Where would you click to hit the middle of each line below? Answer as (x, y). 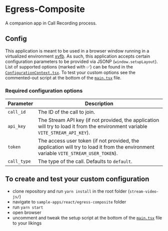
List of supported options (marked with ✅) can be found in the (69, 66)
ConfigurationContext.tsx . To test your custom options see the (70, 72)
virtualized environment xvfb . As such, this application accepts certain (78, 56)
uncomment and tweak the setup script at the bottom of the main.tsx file (87, 217)
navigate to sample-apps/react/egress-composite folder (69, 201)
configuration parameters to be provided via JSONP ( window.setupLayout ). (82, 61)
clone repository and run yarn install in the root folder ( (71, 191)
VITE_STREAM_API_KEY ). (64, 132)
